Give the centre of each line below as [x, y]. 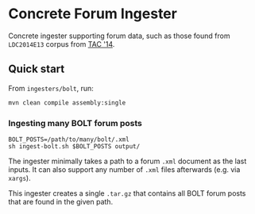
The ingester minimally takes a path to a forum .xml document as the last [127, 161]
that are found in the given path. [61, 201]
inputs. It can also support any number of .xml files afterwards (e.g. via [124, 169]
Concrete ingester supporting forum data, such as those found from [119, 36]
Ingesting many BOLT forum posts [75, 123]
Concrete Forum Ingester [93, 14]
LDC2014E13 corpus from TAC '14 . [62, 44]
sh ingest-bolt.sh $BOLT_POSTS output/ [74, 146]
